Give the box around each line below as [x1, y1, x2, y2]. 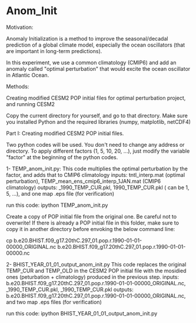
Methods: [6, 83, 29, 90]
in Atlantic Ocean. [6, 71, 49, 78]
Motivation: [6, 24, 34, 31]
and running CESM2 [6, 100, 55, 107]
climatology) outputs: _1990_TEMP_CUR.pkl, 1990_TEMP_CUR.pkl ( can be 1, [6, 184, 190, 191]
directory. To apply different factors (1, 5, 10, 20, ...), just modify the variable [6, 147, 190, 154]
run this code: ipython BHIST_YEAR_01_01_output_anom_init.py [6, 309, 158, 317]
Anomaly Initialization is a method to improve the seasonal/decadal [6, 35, 168, 42]
